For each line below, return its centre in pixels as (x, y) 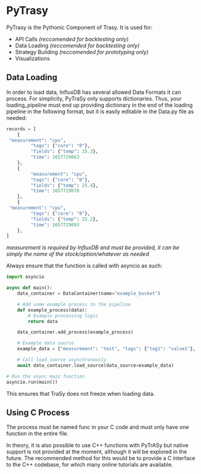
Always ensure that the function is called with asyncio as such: (85, 266)
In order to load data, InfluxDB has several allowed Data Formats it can (94, 92)
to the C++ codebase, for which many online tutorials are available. (90, 465)
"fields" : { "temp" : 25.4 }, (64, 185)
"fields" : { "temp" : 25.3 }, (64, 152)
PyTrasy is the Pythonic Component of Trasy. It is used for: (79, 27)
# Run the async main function (46, 376)
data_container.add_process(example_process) (75, 332)
